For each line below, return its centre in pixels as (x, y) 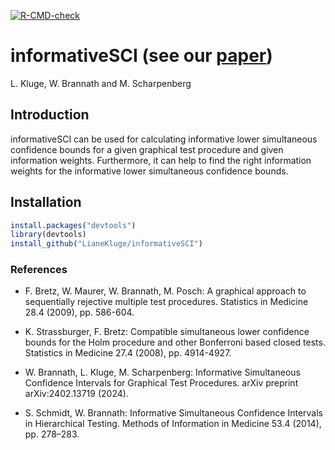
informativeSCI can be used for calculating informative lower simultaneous (164, 139)
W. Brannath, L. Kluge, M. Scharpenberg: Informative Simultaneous (162, 372)
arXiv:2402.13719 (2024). (76, 394)
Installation (46, 202)
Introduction (50, 115)
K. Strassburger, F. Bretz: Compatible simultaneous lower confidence (167, 332)
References (39, 270)
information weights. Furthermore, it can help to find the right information (161, 160)
